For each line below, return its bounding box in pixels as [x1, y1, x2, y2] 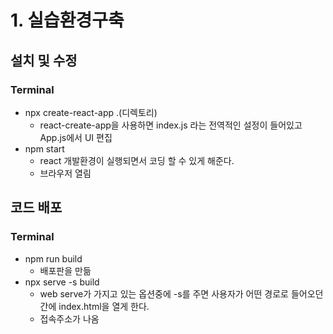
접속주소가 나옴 [39, 312, 100, 325]
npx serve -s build [24, 276, 100, 288]
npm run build [24, 252, 83, 265]
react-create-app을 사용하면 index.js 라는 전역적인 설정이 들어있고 [39, 119, 303, 131]
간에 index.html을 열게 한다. [39, 300, 150, 312]
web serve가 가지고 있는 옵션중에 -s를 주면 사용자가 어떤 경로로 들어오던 [39, 287, 324, 300]
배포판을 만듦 [39, 264, 92, 276]
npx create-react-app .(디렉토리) [24, 106, 158, 118]
